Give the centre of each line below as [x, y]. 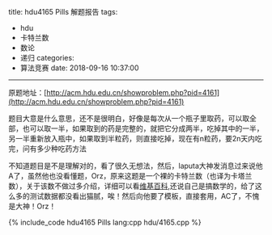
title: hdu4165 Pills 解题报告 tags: [63, 12]
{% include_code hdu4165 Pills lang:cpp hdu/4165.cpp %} [105, 222]
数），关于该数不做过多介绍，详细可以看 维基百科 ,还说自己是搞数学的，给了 [132, 186]
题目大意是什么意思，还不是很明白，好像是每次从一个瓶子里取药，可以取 [129, 118]
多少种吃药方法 [61, 149]
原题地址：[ [28, 92]
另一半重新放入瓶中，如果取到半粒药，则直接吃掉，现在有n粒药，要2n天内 [132, 138]
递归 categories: [47, 58]
